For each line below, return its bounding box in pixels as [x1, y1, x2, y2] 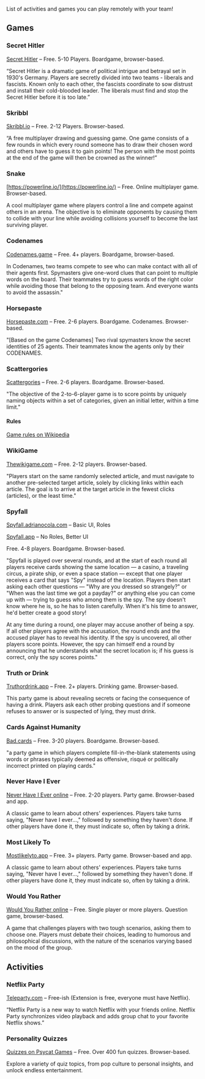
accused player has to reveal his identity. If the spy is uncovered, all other [6, 633, 192, 641]
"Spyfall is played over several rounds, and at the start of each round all [6, 557, 187, 564]
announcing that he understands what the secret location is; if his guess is [6, 647, 194, 654]
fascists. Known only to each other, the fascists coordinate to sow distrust [6, 80, 193, 88]
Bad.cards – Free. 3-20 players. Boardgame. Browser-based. [6, 737, 160, 744]
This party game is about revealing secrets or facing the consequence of [6, 695, 190, 702]
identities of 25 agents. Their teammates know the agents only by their [6, 342, 185, 350]
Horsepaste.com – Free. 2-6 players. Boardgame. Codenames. [6, 317, 164, 325]
